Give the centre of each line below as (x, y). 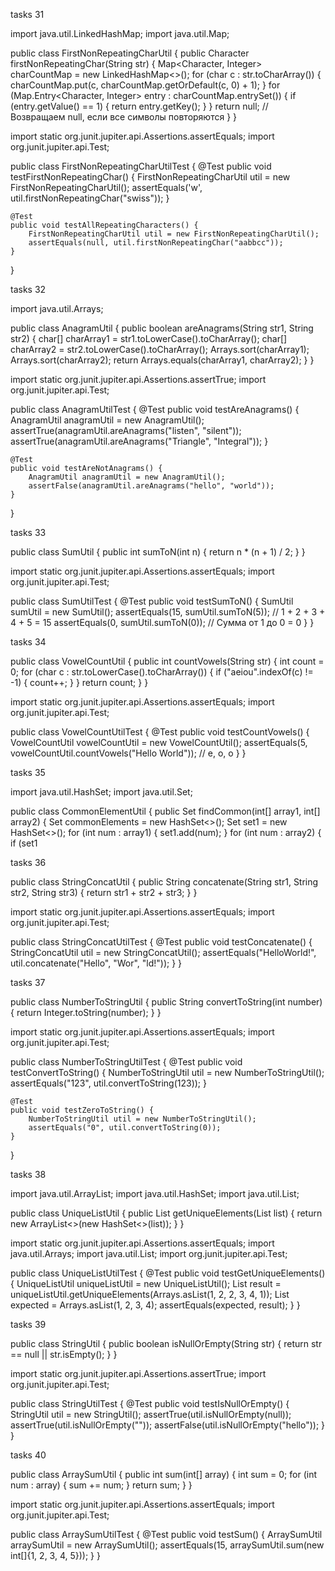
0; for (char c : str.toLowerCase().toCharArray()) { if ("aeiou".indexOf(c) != (162, 672)
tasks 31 (27, 14)
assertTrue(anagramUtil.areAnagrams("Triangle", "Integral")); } (139, 441)
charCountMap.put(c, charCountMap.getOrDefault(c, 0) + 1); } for (145, 85)
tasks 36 (28, 862)
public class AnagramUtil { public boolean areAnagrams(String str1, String (162, 328)
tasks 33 (28, 532)
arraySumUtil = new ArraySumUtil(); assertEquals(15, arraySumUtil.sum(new (167, 1545)
